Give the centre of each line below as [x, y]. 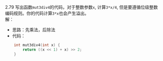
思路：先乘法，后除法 [34, 30]
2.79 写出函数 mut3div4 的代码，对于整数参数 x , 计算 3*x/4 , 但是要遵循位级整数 [81, 7]
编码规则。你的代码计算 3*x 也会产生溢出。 [47, 13]
